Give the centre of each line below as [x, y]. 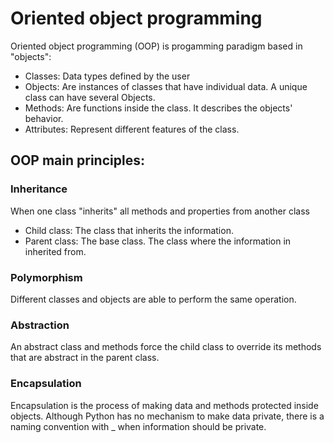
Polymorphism [46, 277]
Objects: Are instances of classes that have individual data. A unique [166, 86]
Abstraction [40, 325]
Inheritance [39, 189]
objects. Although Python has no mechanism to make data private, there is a [167, 416]
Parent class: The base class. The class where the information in [158, 241]
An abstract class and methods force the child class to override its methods [166, 347]
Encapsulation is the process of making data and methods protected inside [164, 405]
